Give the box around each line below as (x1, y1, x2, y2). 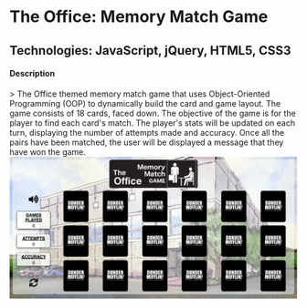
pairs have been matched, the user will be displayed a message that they (9, 137, 284, 148)
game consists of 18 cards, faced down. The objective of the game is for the (9, 108, 297, 118)
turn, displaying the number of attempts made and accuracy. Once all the (9, 127, 285, 138)
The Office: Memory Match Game (9, 6, 269, 27)
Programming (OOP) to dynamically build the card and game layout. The (9, 98, 281, 108)
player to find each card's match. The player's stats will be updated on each (9, 117, 295, 128)
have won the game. (9, 146, 87, 157)
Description (9, 68, 56, 79)
